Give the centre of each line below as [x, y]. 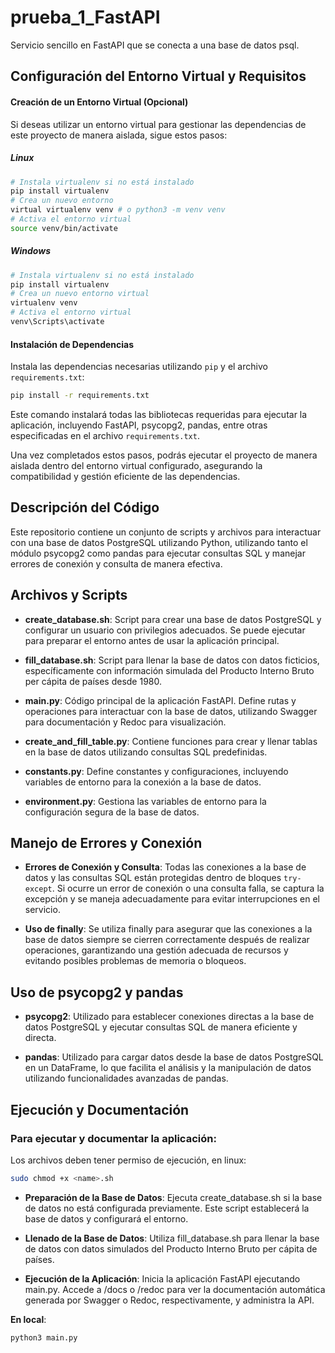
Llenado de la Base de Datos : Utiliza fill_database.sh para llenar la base [172, 1238]
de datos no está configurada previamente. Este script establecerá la [167, 1208]
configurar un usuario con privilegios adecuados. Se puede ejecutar [165, 630]
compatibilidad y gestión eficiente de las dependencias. [125, 477]
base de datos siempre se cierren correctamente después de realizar [167, 940]
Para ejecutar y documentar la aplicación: [113, 1138]
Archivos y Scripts [69, 595]
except [38, 889]
